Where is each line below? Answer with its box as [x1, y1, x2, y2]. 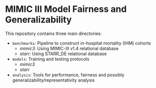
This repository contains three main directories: [5, 30, 102, 36]
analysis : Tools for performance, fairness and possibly [12, 72, 125, 78]
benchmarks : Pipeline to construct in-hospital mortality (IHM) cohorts [12, 40, 151, 46]
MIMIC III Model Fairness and [5, 3, 127, 15]
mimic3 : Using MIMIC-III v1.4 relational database [19, 45, 119, 51]
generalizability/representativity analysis [12, 77, 95, 83]
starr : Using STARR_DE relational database [19, 51, 107, 57]
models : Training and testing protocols [12, 56, 90, 62]
